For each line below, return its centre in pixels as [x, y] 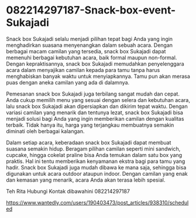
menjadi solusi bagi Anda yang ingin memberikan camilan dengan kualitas [95, 118]
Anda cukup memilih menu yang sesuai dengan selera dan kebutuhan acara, [98, 100]
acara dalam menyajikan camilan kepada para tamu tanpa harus [83, 70]
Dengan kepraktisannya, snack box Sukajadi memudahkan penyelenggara [95, 64]
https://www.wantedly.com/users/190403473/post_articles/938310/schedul [97, 202]
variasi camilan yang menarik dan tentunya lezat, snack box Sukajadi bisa [94, 113]
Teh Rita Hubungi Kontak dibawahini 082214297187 [68, 191]
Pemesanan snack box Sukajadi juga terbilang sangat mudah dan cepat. [93, 94]
